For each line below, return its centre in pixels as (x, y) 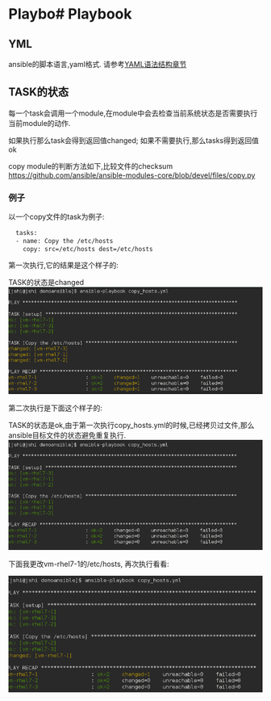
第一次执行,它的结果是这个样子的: (64, 265)
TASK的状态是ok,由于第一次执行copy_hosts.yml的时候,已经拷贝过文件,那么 (131, 425)
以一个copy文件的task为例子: (56, 217)
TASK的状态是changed (46, 283)
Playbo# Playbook (70, 14)
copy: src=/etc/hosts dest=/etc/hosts (88, 250)
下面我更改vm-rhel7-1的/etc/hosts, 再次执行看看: (89, 564)
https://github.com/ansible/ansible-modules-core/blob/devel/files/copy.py (132, 175)
